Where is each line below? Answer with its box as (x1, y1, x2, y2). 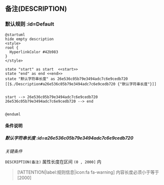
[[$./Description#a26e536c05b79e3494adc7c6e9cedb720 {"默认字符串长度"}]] (5, 81, 157, 86)
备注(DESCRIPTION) (5, 4, 67, 13)
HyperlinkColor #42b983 (9, 49, 58, 54)
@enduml (5, 111, 21, 117)
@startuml (5, 32, 26, 37)
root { (5, 45, 19, 50)
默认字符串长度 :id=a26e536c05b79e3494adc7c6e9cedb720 (5, 135, 134, 141)
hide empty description (5, 37, 54, 41)
